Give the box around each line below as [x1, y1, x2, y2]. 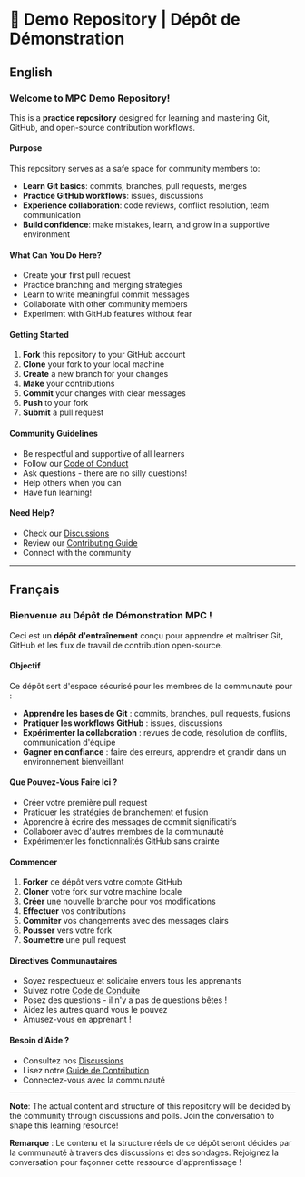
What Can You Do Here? [9, 250, 102, 261]
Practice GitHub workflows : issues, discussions [22, 191, 204, 202]
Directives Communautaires [9, 954, 118, 966]
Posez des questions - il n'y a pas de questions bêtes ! [22, 994, 228, 1005]
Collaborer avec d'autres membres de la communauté [22, 826, 224, 836]
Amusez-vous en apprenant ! [22, 1014, 132, 1025]
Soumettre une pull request [22, 935, 127, 945]
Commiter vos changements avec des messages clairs [22, 915, 229, 926]
